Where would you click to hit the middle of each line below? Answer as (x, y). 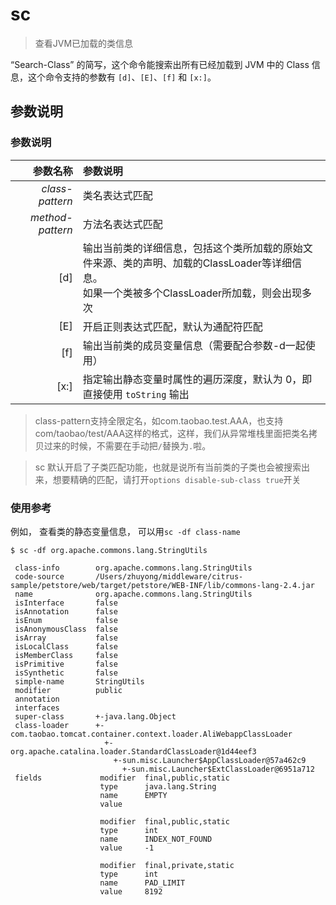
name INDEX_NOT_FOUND (156, 839)
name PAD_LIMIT (142, 883)
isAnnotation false (66, 611)
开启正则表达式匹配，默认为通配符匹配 (172, 326)
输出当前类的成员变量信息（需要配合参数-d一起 (194, 345)
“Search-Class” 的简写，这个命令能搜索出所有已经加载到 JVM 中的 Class (160, 64)
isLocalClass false (66, 646)
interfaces (37, 708)
